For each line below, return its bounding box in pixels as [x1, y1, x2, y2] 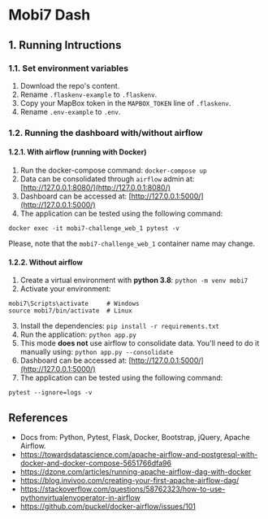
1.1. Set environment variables [8, 63, 128, 74]
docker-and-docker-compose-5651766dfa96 [19, 458, 172, 469]
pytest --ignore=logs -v [8, 389, 93, 397]
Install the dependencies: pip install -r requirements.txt [19, 321, 219, 331]
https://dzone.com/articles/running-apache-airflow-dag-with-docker [19, 467, 252, 477]
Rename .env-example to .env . [19, 107, 121, 116]
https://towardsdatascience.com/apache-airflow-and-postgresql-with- [19, 450, 258, 460]
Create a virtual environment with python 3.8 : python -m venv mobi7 [19, 275, 249, 286]
